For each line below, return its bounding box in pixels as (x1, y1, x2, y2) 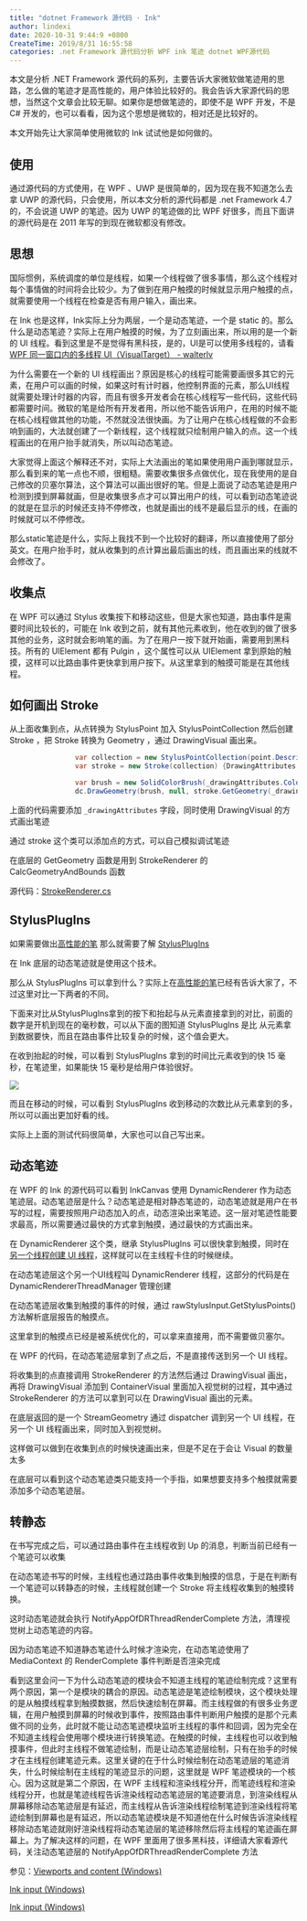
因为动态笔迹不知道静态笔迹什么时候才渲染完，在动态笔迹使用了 (9, 1644, 249, 1655)
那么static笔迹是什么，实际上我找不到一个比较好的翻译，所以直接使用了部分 (9, 532, 294, 544)
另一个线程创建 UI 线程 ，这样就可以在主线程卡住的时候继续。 (9, 1249, 239, 1260)
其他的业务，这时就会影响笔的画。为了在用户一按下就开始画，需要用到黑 (9, 634, 281, 645)
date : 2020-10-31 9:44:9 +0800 (9, 30, 129, 39)
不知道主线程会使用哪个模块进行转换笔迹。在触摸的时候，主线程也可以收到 (9, 1732, 290, 1743)
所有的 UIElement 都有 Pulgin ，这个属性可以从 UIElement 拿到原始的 (25, 646, 284, 656)
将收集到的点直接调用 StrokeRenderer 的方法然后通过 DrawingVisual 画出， (9, 1369, 292, 1381)
